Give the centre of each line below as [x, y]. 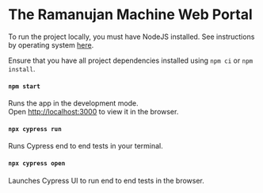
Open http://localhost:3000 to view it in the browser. [93, 112]
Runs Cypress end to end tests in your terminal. [86, 146]
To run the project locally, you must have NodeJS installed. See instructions [131, 37]
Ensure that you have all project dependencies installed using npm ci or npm [131, 60]
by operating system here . [51, 44]
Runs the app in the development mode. [73, 103]
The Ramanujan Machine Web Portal [130, 15]
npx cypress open [37, 163]
